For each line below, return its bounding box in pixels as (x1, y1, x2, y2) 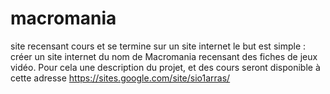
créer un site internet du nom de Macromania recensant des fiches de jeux (10, 50, 318, 62)
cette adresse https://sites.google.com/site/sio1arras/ (10, 72, 231, 84)
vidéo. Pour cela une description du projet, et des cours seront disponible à (10, 61, 321, 73)
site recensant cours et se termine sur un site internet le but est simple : (10, 40, 307, 52)
